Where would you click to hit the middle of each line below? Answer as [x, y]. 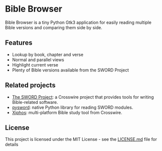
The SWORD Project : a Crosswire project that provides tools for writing [83, 97]
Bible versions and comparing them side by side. [54, 27]
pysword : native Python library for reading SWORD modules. [73, 107]
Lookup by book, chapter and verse [48, 54]
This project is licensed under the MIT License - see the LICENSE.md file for [81, 139]
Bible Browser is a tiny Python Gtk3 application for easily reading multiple [78, 22]
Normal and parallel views [38, 60]
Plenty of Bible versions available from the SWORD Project [70, 70]
